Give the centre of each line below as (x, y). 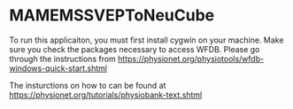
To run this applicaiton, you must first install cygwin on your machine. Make (146, 40)
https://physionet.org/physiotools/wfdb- (191, 58)
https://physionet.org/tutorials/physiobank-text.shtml (106, 95)
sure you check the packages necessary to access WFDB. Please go (135, 49)
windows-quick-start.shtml (58, 68)
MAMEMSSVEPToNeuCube (112, 16)
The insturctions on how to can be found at (88, 85)
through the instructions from (63, 58)
